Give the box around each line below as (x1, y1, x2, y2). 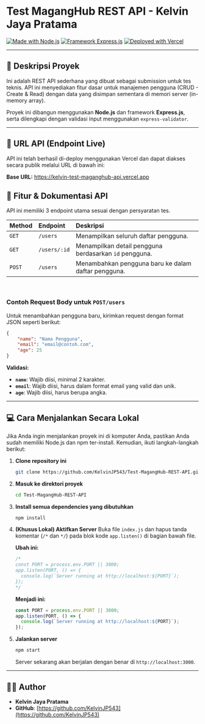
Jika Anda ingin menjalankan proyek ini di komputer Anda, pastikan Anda (6, 432, 190, 440)
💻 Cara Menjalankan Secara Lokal (6, 413, 139, 423)
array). (28, 97, 46, 104)
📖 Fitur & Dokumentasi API (6, 191, 108, 201)
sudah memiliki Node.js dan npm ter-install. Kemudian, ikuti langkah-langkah (6, 438, 199, 446)
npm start (15, 647, 41, 654)
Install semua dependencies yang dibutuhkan (15, 503, 134, 510)
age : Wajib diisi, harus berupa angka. (15, 389, 107, 396)
